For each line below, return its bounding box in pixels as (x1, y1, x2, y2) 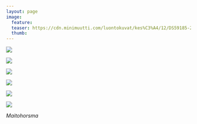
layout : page (6, 8, 38, 15)
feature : (11, 19, 33, 25)
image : (6, 14, 22, 20)
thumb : (11, 30, 28, 36)
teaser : (11, 25, 30, 31)
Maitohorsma (6, 112, 39, 119)
